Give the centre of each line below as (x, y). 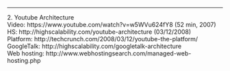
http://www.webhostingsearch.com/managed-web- (118, 53)
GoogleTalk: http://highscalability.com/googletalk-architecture (94, 46)
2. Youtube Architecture (41, 17)
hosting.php (24, 61)
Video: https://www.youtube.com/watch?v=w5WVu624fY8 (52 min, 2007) (112, 25)
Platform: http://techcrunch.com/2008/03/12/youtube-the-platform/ (103, 39)
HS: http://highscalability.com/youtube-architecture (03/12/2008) (99, 32)
